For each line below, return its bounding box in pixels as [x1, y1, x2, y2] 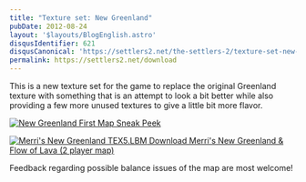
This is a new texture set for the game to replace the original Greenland [9, 81, 277, 91]
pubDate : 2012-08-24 [9, 22, 88, 31]
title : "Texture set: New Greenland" [9, 13, 153, 23]
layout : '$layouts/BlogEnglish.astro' [9, 30, 157, 39]
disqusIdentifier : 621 [9, 38, 96, 48]
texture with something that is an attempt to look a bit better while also [9, 90, 274, 101]
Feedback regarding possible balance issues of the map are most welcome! [9, 163, 293, 173]
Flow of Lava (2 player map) [9, 145, 115, 156]
